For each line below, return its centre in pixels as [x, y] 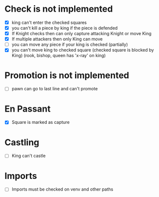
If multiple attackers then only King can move [57, 39]
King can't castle [29, 156]
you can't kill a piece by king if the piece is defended [65, 28]
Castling [22, 142]
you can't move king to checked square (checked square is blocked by [83, 50]
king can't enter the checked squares [49, 22]
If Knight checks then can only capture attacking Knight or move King [81, 34]
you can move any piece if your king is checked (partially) [70, 44]
